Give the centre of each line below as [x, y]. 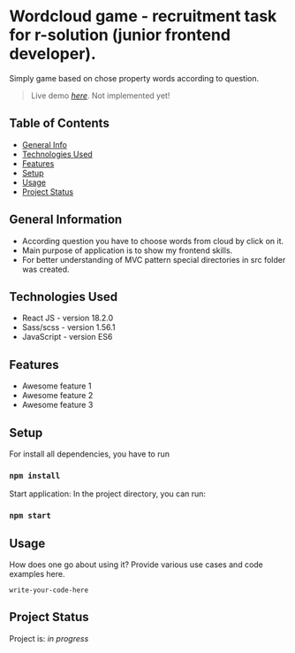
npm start [30, 516]
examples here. [37, 574]
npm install [35, 476]
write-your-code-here [49, 590]
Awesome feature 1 [57, 386]
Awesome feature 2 [57, 396]
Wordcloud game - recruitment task [143, 16]
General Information [66, 220]
